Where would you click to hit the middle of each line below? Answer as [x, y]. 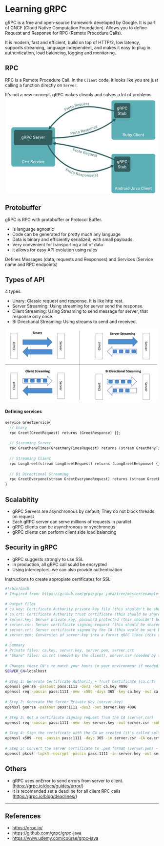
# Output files [20, 604]
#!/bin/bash [17, 588]
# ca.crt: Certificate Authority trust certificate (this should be [76, 614]
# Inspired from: [23, 594]
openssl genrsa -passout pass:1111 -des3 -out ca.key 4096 [66, 687]
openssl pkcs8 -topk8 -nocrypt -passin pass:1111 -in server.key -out [78, 754]
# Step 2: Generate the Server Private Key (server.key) [64, 702]
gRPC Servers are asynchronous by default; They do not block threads [83, 511]
